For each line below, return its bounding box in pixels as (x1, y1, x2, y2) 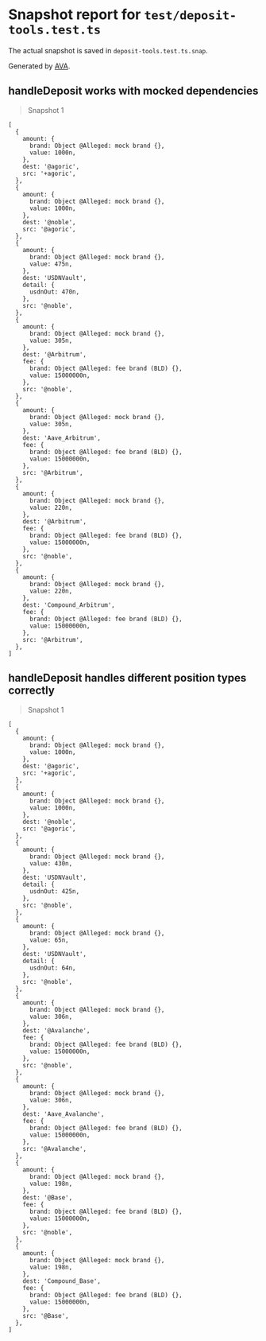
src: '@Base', (22, 1312, 69, 1320)
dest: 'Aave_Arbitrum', (22, 433, 102, 442)
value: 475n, (29, 260, 73, 268)
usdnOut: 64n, (29, 964, 77, 972)
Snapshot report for (8, 6, 141, 24)
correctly (8, 684, 56, 698)
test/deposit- (144, 8, 237, 23)
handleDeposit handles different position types (8, 671, 247, 685)
